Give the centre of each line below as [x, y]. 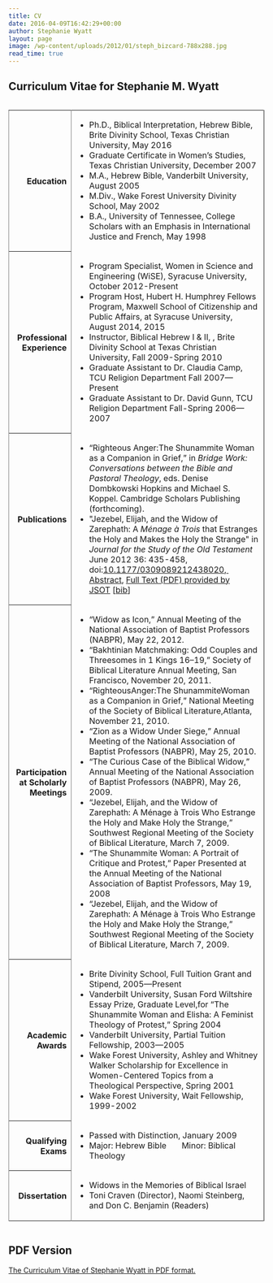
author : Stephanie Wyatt [50, 31]
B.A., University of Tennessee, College [162, 216]
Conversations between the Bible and [161, 468]
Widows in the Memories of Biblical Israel [167, 1185]
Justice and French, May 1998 [147, 236]
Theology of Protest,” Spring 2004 [155, 1025]
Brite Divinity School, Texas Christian [159, 135]
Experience [44, 348]
